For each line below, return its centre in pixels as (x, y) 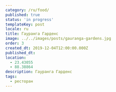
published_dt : (21, 53)
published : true (23, 15)
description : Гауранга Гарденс (39, 72)
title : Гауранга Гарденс (32, 34)
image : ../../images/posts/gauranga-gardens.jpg (58, 39)
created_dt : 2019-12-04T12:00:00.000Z (47, 48)
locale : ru (17, 29)
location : (16, 57)
